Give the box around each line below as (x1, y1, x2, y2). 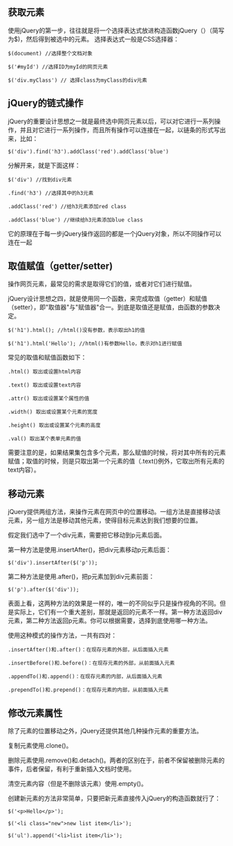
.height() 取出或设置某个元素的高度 (8, 422, 101, 429)
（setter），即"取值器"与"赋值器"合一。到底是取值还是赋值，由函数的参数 (8, 303, 215, 311)
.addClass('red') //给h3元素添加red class (8, 203, 127, 210)
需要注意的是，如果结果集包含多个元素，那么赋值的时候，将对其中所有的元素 (8, 448, 226, 457)
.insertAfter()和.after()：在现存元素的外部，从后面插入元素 (8, 646, 169, 654)
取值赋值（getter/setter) (8, 260, 113, 272)
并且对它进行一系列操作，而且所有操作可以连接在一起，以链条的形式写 (19, 125, 220, 134)
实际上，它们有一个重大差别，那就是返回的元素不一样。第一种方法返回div (13, 608, 223, 616)
